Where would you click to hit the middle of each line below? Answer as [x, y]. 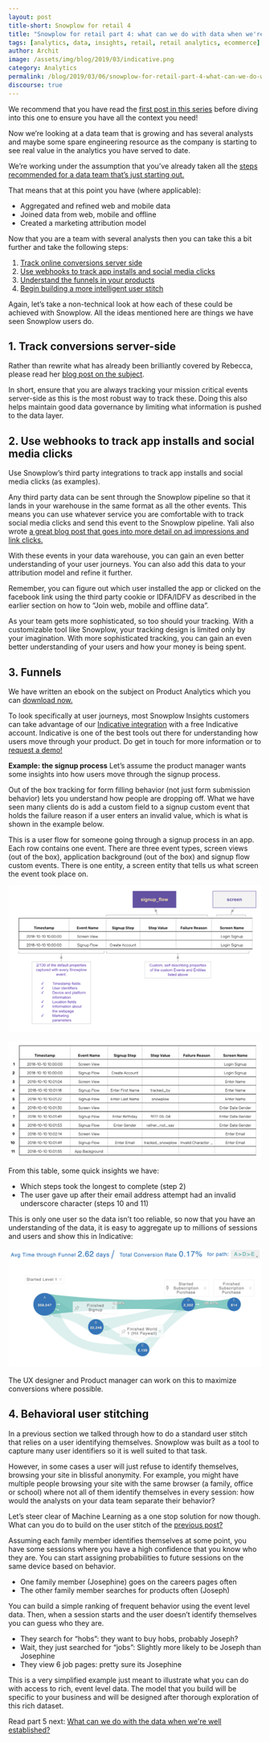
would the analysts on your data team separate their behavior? [112, 1500]
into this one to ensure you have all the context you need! [103, 118]
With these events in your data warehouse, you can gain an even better [126, 555]
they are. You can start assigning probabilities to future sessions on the [126, 1557]
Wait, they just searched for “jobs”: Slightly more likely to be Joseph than [140, 1647]
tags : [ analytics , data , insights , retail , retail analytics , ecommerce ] [135, 43]
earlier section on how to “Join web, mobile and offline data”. [108, 605]
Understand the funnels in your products [87, 280]
